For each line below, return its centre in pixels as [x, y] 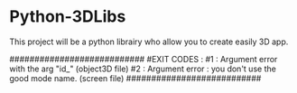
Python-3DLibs [68, 17]
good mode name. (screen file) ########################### [135, 78]
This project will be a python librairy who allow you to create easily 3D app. [149, 42]
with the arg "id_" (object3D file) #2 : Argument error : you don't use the [143, 69]
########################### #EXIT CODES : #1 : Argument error [144, 59]
